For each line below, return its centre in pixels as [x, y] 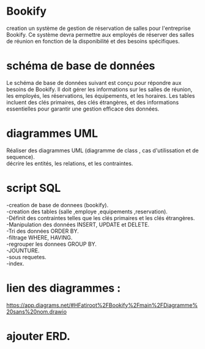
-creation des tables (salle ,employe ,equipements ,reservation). [87, 211]
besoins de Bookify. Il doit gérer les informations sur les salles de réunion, [99, 89]
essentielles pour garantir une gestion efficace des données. [83, 109]
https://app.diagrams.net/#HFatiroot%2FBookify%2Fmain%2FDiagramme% [102, 305]
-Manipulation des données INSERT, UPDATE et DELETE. [78, 224]
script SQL [34, 188]
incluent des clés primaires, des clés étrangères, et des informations [93, 102]
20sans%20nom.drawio [37, 311]
